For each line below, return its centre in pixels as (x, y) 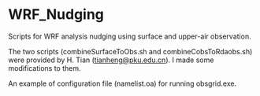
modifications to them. (45, 68)
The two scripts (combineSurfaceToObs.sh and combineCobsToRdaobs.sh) (130, 51)
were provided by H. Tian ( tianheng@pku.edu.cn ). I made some (111, 60)
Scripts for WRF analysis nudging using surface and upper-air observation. (130, 36)
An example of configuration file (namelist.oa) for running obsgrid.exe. (123, 83)
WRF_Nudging (56, 15)
